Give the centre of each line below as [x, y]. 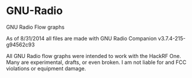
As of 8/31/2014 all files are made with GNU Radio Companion [82, 38]
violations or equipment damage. [46, 68]
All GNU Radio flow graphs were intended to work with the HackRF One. [94, 56]
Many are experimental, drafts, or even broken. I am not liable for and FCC [96, 62]
